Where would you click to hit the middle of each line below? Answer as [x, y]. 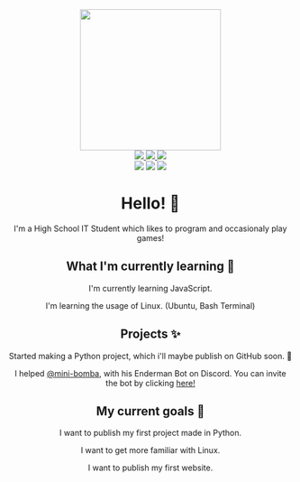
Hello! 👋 [150, 204]
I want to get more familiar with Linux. [150, 450]
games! [150, 237]
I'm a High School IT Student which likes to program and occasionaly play [150, 228]
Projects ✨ [150, 334]
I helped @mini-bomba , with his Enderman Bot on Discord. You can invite [150, 373]
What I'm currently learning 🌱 [150, 267]
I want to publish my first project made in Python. [150, 433]
